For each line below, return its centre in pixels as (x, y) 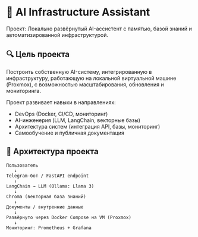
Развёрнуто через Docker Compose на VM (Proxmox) (69, 217)
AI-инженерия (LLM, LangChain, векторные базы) (78, 120)
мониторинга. (24, 91)
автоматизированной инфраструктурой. (57, 35)
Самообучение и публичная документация (70, 133)
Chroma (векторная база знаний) (46, 197)
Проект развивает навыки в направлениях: (61, 102)
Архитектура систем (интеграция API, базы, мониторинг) (87, 126)
